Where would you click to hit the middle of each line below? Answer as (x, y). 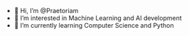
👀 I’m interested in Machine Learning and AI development (98, 18)
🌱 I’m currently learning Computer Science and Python (94, 25)
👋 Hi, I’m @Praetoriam (46, 11)
